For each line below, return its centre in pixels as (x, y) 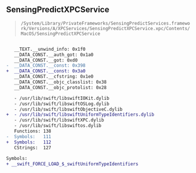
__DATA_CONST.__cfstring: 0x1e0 (54, 77)
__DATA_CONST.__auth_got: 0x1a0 (54, 55)
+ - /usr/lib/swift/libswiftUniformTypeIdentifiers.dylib (80, 115)
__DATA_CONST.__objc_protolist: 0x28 (61, 87)
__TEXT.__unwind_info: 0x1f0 (50, 49)
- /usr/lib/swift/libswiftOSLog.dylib (62, 104)
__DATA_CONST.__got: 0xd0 (46, 60)
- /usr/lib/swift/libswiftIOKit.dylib (62, 98)
